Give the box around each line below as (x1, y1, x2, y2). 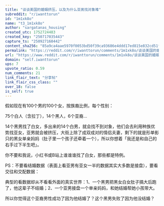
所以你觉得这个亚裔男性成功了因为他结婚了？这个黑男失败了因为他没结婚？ (5, 196, 155, 202)
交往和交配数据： (5, 169, 40, 175)
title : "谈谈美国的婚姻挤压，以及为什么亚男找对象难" (5, 7, 102, 12)
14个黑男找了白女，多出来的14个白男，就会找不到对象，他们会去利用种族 (5, 124, 151, 129)
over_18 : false (5, 84, 36, 89)
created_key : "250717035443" (5, 35, 64, 40)
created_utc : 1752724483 (5, 30, 56, 35)
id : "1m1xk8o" (5, 16, 34, 21)
